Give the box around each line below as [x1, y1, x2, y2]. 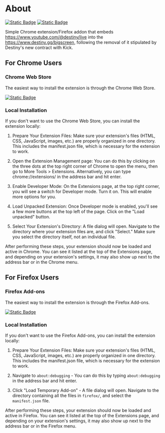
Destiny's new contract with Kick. [5, 44, 73, 50]
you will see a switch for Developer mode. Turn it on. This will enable [12, 188, 152, 194]
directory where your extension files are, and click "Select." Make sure [12, 228, 156, 234]
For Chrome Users [5, 59, 63, 67]
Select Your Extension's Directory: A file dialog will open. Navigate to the [12, 223, 160, 229]
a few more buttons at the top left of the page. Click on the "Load [12, 208, 145, 215]
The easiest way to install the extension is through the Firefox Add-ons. [5, 299, 150, 305]
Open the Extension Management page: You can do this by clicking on [12, 158, 155, 164]
